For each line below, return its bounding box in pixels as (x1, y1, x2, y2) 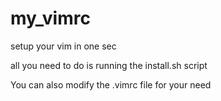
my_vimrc (10, 7, 91, 30)
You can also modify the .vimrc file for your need (10, 78, 212, 91)
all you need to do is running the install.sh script (10, 59, 208, 71)
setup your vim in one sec (10, 40, 117, 52)
